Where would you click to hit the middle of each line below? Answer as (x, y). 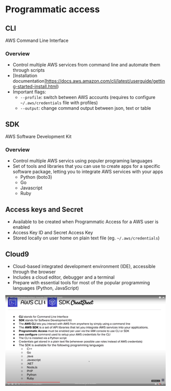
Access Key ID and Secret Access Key (53, 233)
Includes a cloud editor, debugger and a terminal (64, 277)
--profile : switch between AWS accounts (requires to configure (88, 97)
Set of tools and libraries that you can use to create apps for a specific (86, 166)
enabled (21, 227)
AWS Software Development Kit (38, 137)
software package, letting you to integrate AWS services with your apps (88, 172)
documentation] (29, 81)
